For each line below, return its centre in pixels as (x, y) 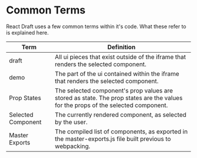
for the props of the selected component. (111, 105)
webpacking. (73, 146)
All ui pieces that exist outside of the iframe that (120, 57)
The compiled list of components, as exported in (121, 131)
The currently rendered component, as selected (120, 115)
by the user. (71, 122)
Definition (122, 47)
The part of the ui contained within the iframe (117, 74)
